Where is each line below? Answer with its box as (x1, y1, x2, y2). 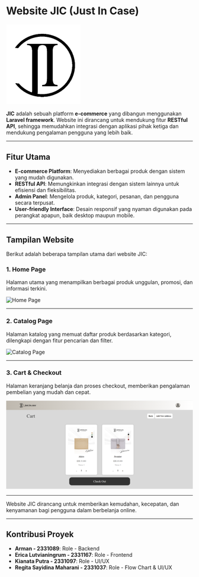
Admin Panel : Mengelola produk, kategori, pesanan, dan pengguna (14, 193, 179, 200)
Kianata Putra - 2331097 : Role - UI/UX (14, 557, 110, 565)
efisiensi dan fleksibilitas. (14, 187, 76, 194)
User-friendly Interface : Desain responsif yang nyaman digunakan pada (14, 206, 192, 213)
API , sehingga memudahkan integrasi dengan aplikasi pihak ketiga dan (6, 123, 179, 130)
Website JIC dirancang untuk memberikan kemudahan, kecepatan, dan (6, 500, 179, 507)
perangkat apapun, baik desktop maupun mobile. (14, 212, 135, 219)
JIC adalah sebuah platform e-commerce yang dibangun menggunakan (6, 110, 182, 117)
